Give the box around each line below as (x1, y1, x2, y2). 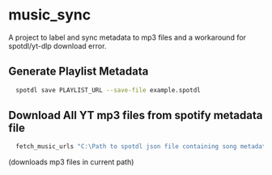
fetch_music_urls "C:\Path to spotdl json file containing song (15, 143, 237, 151)
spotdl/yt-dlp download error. (8, 41, 107, 50)
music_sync (8, 6, 91, 24)
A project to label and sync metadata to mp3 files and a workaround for (8, 32, 247, 42)
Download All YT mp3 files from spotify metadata (8, 109, 263, 122)
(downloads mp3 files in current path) (8, 157, 134, 167)
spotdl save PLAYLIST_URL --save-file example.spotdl (15, 86, 201, 94)
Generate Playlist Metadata (8, 65, 149, 79)
